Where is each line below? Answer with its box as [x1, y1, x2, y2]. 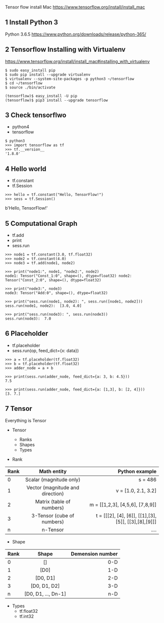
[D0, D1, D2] [30, 582, 60, 589]
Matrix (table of [35, 498, 71, 505]
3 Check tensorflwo [5, 111, 67, 119]
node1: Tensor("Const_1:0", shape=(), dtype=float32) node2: [5, 274, 132, 279]
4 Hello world [5, 165, 46, 173]
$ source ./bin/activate [5, 85, 56, 90]
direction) [41, 490, 64, 497]
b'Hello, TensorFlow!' [5, 205, 48, 211]
